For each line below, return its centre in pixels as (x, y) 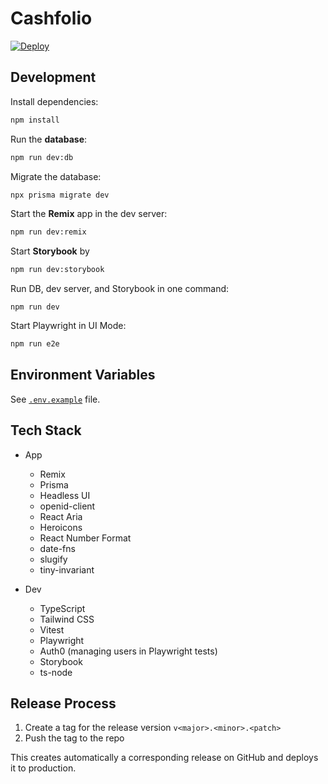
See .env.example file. (55, 399)
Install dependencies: (54, 101)
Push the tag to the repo (74, 738)
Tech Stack (46, 430)
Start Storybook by (50, 251)
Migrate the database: (56, 176)
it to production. (43, 768)
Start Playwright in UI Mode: (68, 326)
